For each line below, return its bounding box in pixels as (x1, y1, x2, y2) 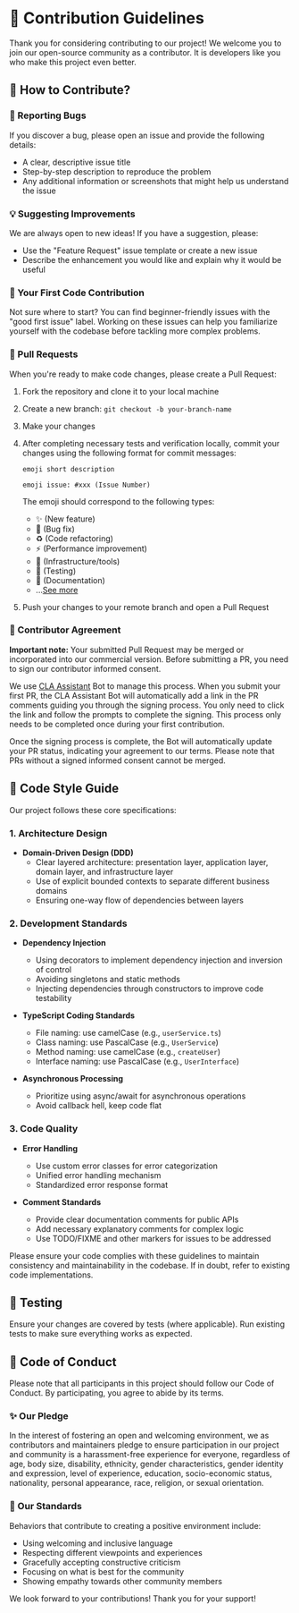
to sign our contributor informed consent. (9, 663, 162, 674)
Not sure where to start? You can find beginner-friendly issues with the (9, 307, 270, 318)
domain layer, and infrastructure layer (35, 866, 174, 877)
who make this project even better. (9, 56, 137, 67)
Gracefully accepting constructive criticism (21, 1557, 181, 1567)
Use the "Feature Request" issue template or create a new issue (21, 245, 258, 256)
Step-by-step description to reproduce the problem (21, 166, 212, 177)
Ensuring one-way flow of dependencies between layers (35, 895, 244, 905)
